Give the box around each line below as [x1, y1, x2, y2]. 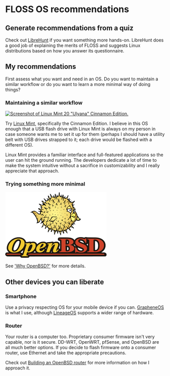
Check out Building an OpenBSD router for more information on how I [5, 360, 150, 366]
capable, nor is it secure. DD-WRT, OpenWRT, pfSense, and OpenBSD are [5, 339, 159, 345]
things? [5, 86, 21, 92]
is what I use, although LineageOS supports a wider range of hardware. [5, 310, 154, 316]
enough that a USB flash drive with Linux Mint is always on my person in [5, 126, 156, 132]
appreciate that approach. [5, 168, 59, 174]
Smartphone [5, 293, 37, 300]
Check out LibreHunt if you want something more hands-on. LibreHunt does [5, 37, 164, 43]
